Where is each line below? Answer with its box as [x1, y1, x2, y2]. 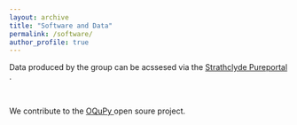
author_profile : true [9, 37, 90, 47]
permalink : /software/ [9, 29, 93, 38]
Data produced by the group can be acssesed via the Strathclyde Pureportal [9, 62, 288, 73]
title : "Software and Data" [9, 21, 113, 30]
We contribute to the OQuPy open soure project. [9, 105, 186, 116]
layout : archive [9, 12, 69, 22]
